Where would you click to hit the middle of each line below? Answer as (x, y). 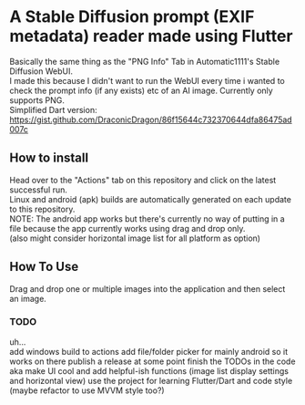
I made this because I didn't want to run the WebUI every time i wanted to (147, 80)
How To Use (44, 267)
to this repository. (42, 209)
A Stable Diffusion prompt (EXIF (132, 17)
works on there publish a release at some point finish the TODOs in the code (152, 361)
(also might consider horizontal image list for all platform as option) (135, 238)
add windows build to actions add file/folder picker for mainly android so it (149, 351)
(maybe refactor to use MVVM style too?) (87, 390)
